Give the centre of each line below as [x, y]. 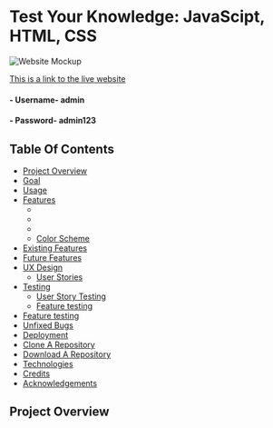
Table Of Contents [62, 149]
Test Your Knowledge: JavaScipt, [137, 17]
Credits [36, 373]
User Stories [59, 277]
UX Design [43, 267]
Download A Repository [67, 354]
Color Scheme [63, 238]
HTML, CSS [54, 36]
